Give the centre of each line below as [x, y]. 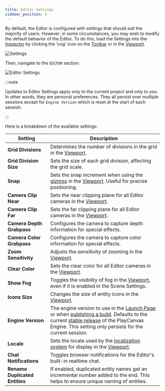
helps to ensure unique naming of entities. [99, 381]
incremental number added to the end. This [100, 375]
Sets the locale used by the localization [95, 340]
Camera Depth [25, 223]
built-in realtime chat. [75, 361]
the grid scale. [67, 167]
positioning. [64, 187]
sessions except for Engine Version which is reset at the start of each [75, 102]
